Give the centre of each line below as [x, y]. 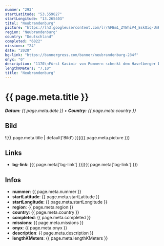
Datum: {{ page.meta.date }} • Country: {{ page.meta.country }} [71, 111]
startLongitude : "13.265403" [35, 19]
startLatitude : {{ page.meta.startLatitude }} [56, 197]
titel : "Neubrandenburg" [30, 23]
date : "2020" [18, 50]
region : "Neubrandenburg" [31, 32]
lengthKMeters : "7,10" [28, 69]
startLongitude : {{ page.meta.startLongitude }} [60, 202]
